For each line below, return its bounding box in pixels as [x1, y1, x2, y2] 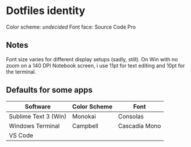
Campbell [72, 121, 99, 129]
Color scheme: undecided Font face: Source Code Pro [6, 23, 136, 30]
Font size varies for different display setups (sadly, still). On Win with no [6, 55, 178, 62]
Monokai [72, 112, 96, 120]
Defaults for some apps [6, 85, 93, 95]
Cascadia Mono [118, 121, 161, 129]
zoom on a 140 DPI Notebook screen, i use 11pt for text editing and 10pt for [6, 62, 185, 69]
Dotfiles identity [6, 4, 86, 17]
